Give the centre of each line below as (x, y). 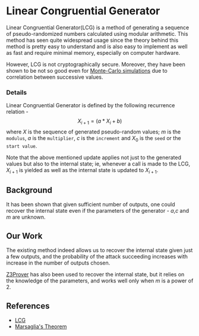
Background (29, 190)
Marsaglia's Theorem (41, 326)
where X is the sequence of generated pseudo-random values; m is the (94, 132)
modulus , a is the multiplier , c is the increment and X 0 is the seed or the (94, 139)
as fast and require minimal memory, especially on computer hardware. (93, 52)
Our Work (24, 236)
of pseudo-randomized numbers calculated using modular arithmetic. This (97, 33)
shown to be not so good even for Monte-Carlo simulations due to (87, 70)
